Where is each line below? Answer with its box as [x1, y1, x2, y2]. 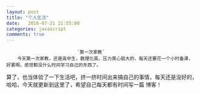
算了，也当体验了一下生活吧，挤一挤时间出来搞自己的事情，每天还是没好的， [6, 73, 198, 81]
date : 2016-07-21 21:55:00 [6, 20, 80, 26]
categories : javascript [6, 25, 67, 32]
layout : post [6, 8, 39, 15]
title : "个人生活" [6, 15, 50, 21]
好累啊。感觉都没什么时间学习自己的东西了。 [6, 62, 101, 69]
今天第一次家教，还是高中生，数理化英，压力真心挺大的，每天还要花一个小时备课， [17, 56, 193, 62]
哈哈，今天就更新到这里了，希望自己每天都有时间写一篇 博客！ [6, 81, 162, 89]
